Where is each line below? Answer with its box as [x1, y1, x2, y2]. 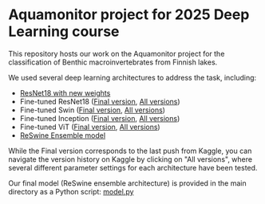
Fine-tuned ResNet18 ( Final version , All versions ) [19, 96, 181, 106]
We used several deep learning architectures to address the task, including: [8, 73, 257, 82]
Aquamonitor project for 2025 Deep [8, 6, 250, 24]
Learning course [8, 22, 120, 41]
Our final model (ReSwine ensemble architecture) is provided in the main [8, 178, 247, 188]
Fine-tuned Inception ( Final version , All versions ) [19, 113, 180, 123]
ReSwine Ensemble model [19, 130, 106, 140]
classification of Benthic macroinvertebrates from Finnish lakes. [8, 57, 218, 67]
